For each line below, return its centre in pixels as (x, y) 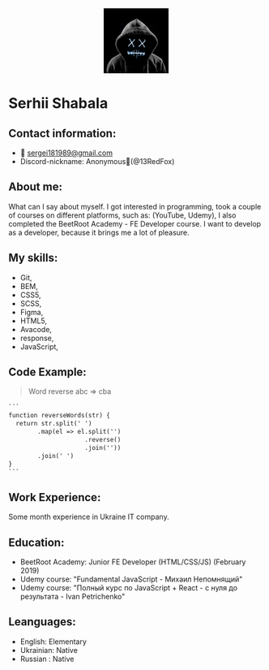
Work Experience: (55, 497)
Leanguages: (42, 622)
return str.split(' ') (54, 424)
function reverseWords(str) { (60, 416)
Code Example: (47, 372)
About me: (36, 187)
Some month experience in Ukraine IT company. (89, 517)
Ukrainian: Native (49, 650)
